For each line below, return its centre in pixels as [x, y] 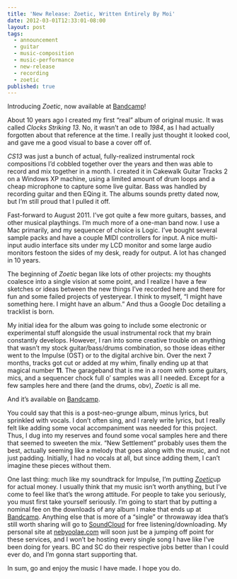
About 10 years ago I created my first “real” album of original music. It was [116, 120]
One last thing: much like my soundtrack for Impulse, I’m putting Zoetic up [114, 479]
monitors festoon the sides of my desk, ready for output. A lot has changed [117, 253]
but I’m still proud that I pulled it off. [59, 202]
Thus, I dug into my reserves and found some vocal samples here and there [117, 435]
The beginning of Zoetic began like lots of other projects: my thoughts [109, 274]
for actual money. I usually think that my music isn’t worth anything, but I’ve [117, 487]
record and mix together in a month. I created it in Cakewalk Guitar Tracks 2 [117, 171]
